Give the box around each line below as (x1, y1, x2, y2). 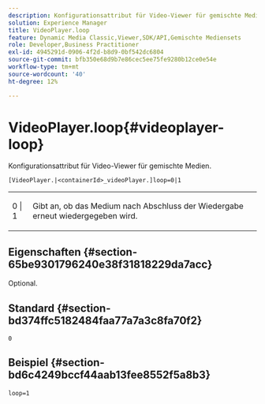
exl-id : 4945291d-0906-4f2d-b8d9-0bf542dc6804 (8, 48, 164, 56)
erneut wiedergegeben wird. (32, 211, 138, 222)
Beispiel (8, 356, 49, 369)
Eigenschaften (8, 245, 81, 259)
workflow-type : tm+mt (8, 63, 80, 71)
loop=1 (8, 389, 30, 397)
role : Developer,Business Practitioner (8, 41, 140, 49)
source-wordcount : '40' (8, 70, 87, 78)
